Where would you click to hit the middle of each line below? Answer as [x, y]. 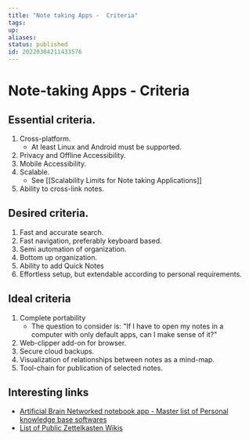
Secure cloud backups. [57, 351]
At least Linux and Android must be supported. [106, 147]
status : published [38, 45]
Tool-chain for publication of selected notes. [91, 368]
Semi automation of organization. [73, 249]
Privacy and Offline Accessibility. [72, 155]
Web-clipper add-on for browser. [73, 343]
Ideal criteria [40, 299]
